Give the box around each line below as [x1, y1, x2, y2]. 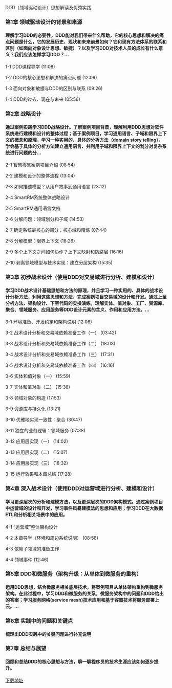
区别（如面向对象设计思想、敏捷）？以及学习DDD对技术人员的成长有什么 [5, 45, 159, 51]
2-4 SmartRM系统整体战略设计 [5, 194, 70, 201]
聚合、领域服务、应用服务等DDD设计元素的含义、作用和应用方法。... [5, 306, 150, 313]
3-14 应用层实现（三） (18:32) [5, 460, 68, 467]
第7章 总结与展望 [5, 645, 47, 652]
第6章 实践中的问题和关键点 [5, 617, 73, 624]
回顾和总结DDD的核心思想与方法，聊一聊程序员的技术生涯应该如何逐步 [5, 659, 155, 665]
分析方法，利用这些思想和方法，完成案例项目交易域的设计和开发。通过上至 [9, 294, 167, 300]
